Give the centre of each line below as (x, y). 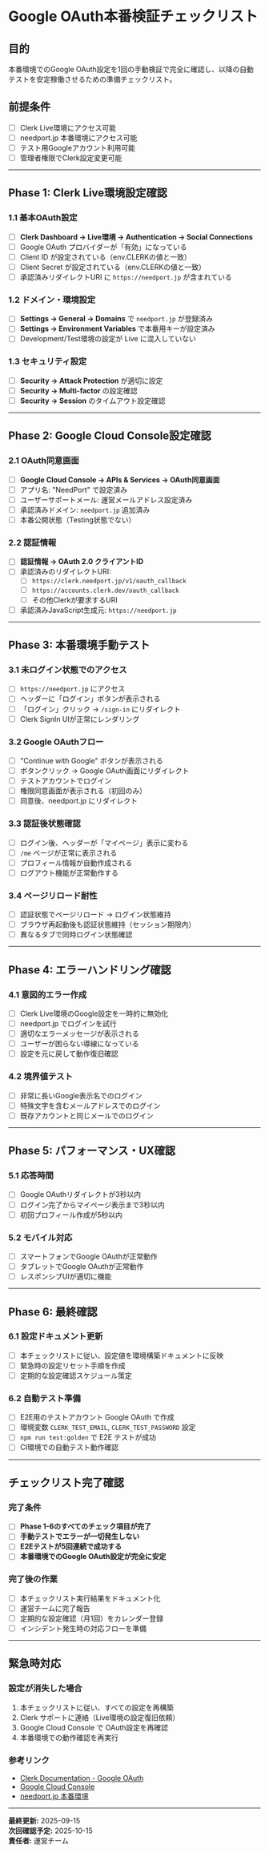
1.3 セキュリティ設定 (48, 361)
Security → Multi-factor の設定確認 (78, 390)
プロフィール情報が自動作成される (76, 863)
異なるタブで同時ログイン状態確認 (76, 935)
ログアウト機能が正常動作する (69, 872)
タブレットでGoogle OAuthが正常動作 (82, 1266)
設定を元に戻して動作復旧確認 (69, 1053)
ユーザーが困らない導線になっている (79, 1044)
